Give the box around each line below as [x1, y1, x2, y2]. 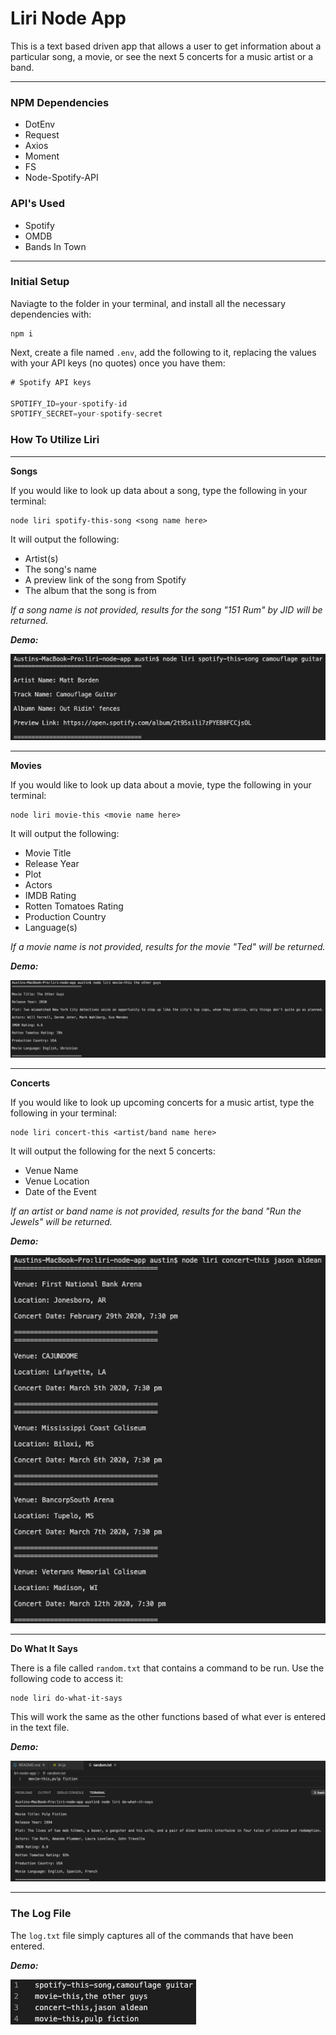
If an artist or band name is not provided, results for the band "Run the [10, 1205, 302, 1217]
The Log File [10, 1907, 72, 1921]
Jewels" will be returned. [10, 1215, 113, 1227]
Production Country [24, 910, 107, 922]
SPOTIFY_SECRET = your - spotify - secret [10, 409, 163, 419]
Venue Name [24, 1164, 79, 1176]
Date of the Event [24, 1185, 97, 1197]
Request [24, 129, 60, 141]
